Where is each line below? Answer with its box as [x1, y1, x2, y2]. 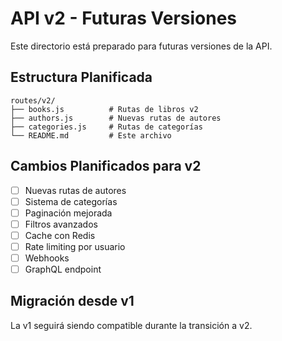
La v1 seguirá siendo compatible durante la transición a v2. [10, 319, 253, 331]
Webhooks [24, 252, 70, 264]
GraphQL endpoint [24, 263, 102, 275]
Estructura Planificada [10, 69, 153, 86]
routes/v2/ [10, 95, 56, 106]
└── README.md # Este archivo [10, 130, 172, 141]
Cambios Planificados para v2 [10, 158, 202, 175]
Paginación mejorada [24, 207, 113, 219]
